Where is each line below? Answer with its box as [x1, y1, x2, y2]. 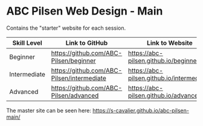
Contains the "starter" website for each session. [6, 24, 126, 31]
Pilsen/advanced [51, 91, 99, 99]
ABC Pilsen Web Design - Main [6, 4, 163, 18]
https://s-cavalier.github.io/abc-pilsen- [92, 107, 189, 114]
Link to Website [147, 38, 193, 47]
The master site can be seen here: [6, 107, 92, 114]
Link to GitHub [65, 38, 108, 47]
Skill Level [12, 38, 42, 47]
